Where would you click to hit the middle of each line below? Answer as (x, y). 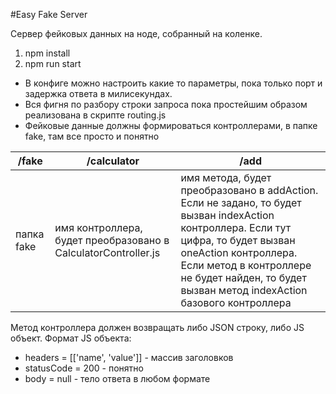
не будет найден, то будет (243, 277)
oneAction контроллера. (239, 252)
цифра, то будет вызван (238, 240)
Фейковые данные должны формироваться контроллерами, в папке (171, 125)
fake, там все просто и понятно (92, 136)
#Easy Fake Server (49, 14)
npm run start (53, 63)
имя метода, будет (226, 177)
